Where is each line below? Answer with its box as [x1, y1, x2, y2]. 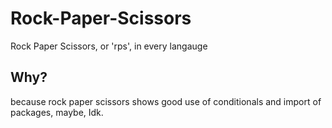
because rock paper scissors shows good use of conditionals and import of [10, 95, 322, 107]
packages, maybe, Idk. [10, 106, 104, 118]
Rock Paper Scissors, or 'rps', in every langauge [10, 40, 208, 52]
